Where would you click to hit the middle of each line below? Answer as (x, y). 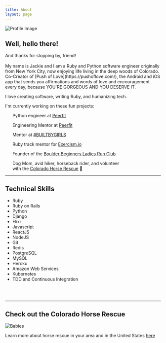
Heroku (20, 264)
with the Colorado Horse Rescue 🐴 (47, 169)
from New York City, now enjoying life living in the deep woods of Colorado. (82, 71)
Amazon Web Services (35, 269)
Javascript (23, 227)
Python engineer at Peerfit (39, 116)
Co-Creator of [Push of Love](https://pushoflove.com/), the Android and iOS (83, 76)
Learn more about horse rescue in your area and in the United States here (80, 335)
